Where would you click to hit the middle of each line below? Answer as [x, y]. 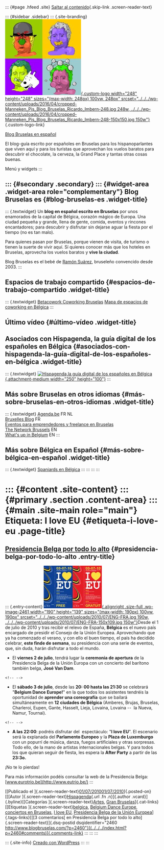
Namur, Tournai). [29, 713]
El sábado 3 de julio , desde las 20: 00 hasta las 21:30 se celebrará [80, 687]
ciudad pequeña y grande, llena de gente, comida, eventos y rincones [75, 222]
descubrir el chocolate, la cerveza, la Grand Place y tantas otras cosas [76, 154]
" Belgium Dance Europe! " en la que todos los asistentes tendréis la [80, 692]
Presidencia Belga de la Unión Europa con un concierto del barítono [81, 663]
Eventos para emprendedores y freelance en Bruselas [59, 424]
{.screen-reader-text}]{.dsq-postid [40, 823]
